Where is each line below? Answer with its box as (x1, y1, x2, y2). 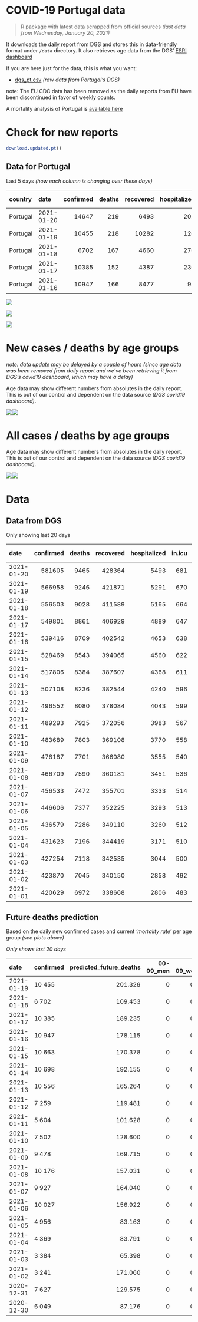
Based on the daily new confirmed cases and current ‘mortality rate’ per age (6, 928, 192, 935)
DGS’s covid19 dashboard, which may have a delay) (6, 373, 134, 380)
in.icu (171, 549, 187, 558)
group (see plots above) (6, 934, 65, 941)
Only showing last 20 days (6, 532, 71, 539)
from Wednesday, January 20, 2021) (20, 29, 110, 36)
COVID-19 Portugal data (6, 4, 126, 17)
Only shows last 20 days (6, 945, 67, 952)
